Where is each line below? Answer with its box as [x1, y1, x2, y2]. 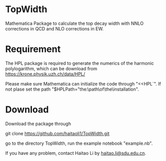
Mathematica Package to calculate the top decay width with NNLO [5, 20, 144, 26]
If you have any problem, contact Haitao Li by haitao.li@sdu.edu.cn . [5, 150, 146, 156]
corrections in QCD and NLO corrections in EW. [5, 25, 104, 31]
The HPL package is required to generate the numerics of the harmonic [5, 60, 154, 66]
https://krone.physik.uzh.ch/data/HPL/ [5, 71, 86, 77]
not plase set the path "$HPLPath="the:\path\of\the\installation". [5, 86, 139, 92]
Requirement [5, 44, 61, 55]
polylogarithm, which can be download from [5, 65, 98, 71]
